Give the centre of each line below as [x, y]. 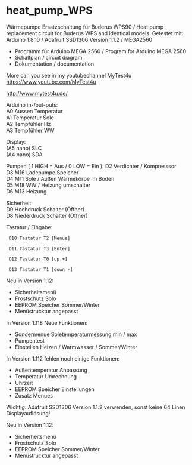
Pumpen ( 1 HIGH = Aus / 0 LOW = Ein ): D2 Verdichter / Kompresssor [91, 166]
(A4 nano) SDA [24, 154]
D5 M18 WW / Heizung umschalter [48, 185]
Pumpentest [29, 340]
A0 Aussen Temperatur [34, 111]
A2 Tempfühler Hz [29, 124]
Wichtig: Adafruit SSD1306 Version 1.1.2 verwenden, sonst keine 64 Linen [96, 407]
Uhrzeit [24, 383]
